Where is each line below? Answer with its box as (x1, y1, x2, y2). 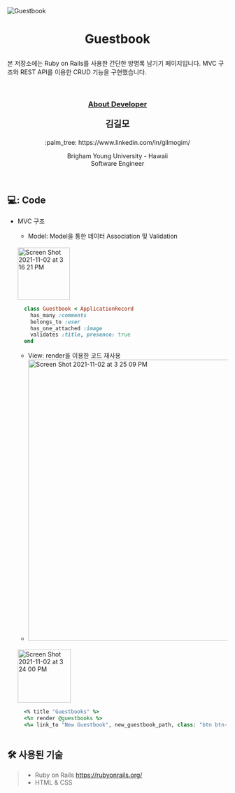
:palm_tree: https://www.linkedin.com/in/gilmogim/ (44, 139, 191, 147)
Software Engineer (90, 160, 145, 168)
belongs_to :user (30, 318, 80, 325)
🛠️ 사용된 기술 (7, 749, 64, 761)
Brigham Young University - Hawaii (66, 152, 169, 160)
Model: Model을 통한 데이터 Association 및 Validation (27, 232, 178, 240)
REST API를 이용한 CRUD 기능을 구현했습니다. (20, 68, 147, 76)
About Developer (87, 99, 148, 109)
